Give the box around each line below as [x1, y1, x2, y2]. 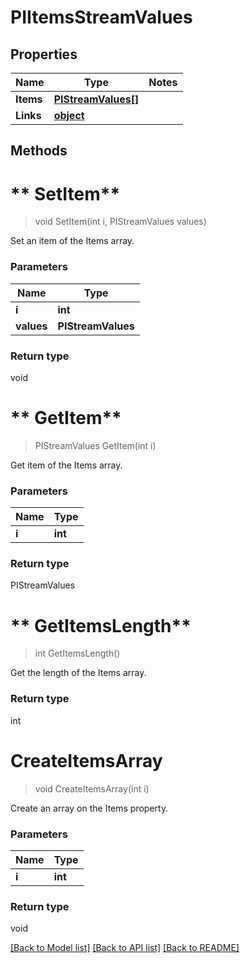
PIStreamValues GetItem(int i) [34, 439, 157, 451]
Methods [10, 142, 68, 160]
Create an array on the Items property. [10, 802, 169, 814]
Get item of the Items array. [10, 459, 123, 471]
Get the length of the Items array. [10, 667, 147, 679]
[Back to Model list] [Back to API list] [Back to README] [10, 942, 240, 954]
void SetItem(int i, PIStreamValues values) [34, 216, 207, 228]
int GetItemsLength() [34, 647, 121, 660]
